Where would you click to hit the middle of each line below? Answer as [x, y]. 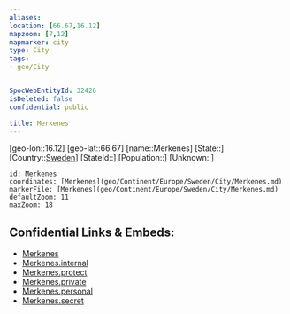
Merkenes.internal [55, 263]
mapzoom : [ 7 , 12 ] [39, 34]
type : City [29, 51]
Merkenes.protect [54, 272]
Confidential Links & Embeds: [92, 232]
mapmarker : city [39, 42]
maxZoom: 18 [31, 205]
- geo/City [29, 67]
